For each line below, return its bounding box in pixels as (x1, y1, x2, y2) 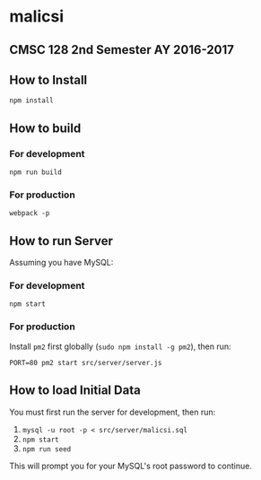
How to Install (9, 72, 88, 87)
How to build (9, 120, 82, 135)
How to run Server (9, 233, 114, 249)
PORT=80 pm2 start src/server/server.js (9, 358, 163, 367)
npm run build (9, 168, 63, 177)
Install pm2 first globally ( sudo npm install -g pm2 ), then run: (9, 341, 231, 352)
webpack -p (9, 209, 50, 218)
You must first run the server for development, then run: (9, 406, 216, 417)
